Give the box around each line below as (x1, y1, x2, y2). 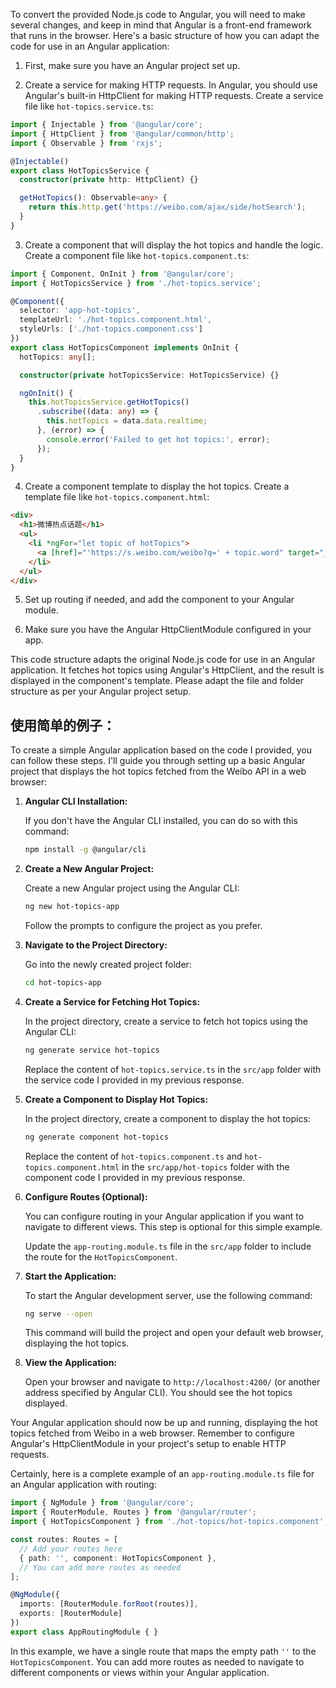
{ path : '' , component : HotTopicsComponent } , (19, 1553, 217, 1563)
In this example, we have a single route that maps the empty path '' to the (10, 1645, 317, 1657)
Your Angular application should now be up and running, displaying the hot (10, 1417, 318, 1429)
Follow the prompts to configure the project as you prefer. (24, 919, 263, 931)
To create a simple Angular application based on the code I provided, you (10, 744, 313, 756)
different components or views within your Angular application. (10, 1666, 270, 1678)
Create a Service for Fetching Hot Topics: (24, 995, 201, 1008)
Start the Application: (24, 1270, 117, 1282)
